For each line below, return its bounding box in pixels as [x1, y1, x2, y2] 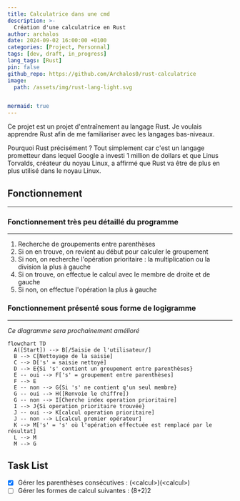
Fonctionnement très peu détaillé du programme [7, 217, 179, 227]
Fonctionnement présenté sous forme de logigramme [7, 303, 196, 313]
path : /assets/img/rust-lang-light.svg [14, 84, 133, 91]
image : [7, 76, 27, 84]
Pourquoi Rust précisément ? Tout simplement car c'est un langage [7, 144, 205, 152]
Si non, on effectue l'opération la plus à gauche [17, 285, 157, 294]
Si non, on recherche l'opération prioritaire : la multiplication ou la [17, 255, 211, 264]
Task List [7, 459, 49, 472]
